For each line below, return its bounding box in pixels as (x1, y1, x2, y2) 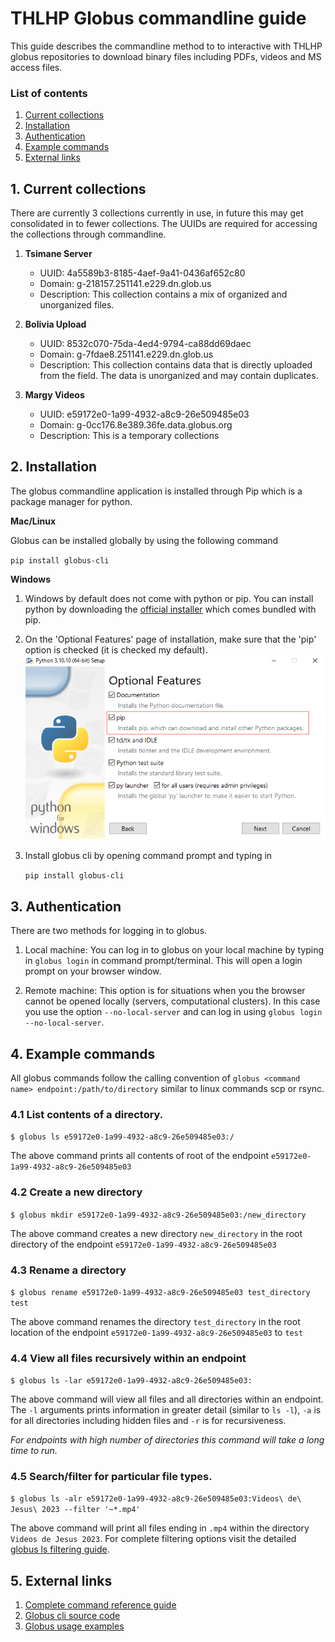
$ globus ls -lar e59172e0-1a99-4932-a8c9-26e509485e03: (10, 1376, 253, 1386)
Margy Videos (24, 389, 85, 401)
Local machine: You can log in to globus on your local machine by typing (24, 944, 325, 956)
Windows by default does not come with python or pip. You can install (24, 592, 314, 604)
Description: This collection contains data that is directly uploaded (39, 359, 313, 371)
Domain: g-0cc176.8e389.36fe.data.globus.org (39, 419, 233, 431)
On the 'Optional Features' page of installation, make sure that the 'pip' (24, 633, 317, 645)
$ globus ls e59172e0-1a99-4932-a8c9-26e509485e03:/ (10, 1132, 235, 1142)
